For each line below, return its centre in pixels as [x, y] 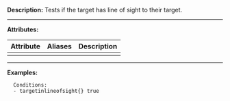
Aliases [59, 46]
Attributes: [23, 29]
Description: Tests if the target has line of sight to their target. [95, 10]
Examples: [22, 72]
